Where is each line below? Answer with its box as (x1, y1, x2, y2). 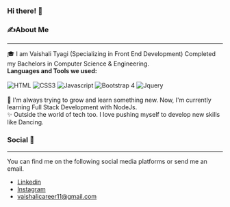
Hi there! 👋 (7, 6, 43, 16)
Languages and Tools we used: (7, 67, 97, 75)
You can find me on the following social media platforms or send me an (7, 157, 207, 165)
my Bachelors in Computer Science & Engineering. (7, 59, 149, 68)
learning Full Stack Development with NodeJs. (7, 103, 138, 111)
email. (7, 164, 25, 173)
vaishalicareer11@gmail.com (16, 192, 97, 200)
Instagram (16, 184, 46, 193)
